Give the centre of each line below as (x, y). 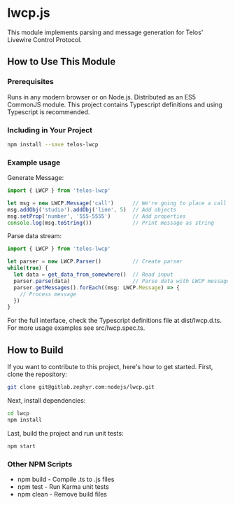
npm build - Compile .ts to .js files (66, 479)
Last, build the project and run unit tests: (65, 433)
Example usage (34, 162)
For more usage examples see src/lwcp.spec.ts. (76, 328)
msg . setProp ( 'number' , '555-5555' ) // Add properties (97, 216)
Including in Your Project (50, 130)
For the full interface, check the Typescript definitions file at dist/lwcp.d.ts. (115, 321)
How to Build (36, 350)
